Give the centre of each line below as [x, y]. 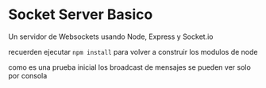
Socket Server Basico [81, 15]
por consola [28, 75]
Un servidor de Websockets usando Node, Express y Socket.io [111, 36]
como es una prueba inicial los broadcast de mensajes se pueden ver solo [130, 67]
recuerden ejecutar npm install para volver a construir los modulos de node [133, 52]
